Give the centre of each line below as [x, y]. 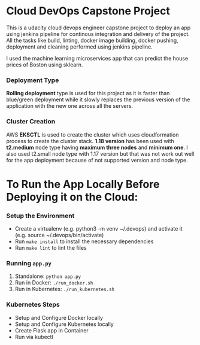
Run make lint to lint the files [51, 248]
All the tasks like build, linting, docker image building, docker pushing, [92, 40]
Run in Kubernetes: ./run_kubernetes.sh [65, 289]
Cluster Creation [31, 122]
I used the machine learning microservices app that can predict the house [97, 58]
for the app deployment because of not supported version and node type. [97, 160]
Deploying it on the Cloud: [72, 197]
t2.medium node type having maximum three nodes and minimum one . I [97, 147]
